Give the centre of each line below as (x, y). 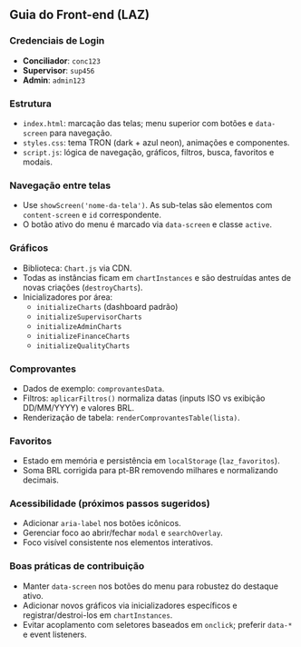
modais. (37, 162)
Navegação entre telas (60, 185)
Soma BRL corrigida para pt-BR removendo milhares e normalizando (150, 471)
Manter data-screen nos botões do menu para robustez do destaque (150, 586)
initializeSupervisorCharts (89, 317)
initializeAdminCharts (79, 326)
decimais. (40, 480)
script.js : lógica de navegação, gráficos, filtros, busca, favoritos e (148, 152)
